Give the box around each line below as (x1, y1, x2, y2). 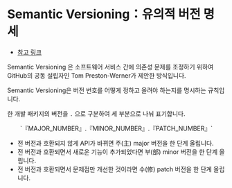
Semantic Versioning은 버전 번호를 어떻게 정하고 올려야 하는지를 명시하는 (7, 86, 206, 94)
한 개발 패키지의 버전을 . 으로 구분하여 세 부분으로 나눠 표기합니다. (7, 109, 186, 118)
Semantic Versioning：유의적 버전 (7, 6, 201, 22)
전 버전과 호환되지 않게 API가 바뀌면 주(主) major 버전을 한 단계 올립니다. (17, 139, 214, 147)
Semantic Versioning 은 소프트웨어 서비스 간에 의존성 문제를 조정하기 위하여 (7, 62, 214, 71)
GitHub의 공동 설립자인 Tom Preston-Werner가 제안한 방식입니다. (7, 71, 186, 80)
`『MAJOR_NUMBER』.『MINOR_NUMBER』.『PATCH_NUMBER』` (19, 124, 213, 133)
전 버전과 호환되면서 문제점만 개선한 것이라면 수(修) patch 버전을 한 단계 (17, 164, 213, 173)
